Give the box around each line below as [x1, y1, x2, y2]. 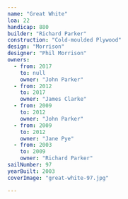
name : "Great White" [7, 10, 69, 18]
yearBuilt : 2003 [7, 167, 55, 175]
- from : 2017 [13, 63, 52, 70]
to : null [20, 69, 46, 76]
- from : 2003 [13, 142, 52, 149]
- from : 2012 [13, 83, 52, 90]
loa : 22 [7, 17, 30, 24]
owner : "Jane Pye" [20, 135, 74, 142]
